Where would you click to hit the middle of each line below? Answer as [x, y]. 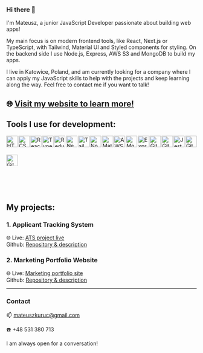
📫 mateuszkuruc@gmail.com [43, 315]
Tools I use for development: [61, 124]
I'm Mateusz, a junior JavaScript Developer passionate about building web [99, 23]
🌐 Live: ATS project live [35, 238]
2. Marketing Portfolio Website [52, 261]
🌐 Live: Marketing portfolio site [45, 273]
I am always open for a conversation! [52, 343]
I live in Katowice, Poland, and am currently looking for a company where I [98, 72]
